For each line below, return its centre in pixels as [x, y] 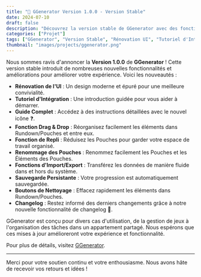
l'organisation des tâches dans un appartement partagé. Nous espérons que [100, 227]
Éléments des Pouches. [44, 158]
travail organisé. [35, 146]
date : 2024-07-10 [28, 17]
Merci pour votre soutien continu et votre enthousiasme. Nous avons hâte [97, 262]
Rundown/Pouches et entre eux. [54, 133]
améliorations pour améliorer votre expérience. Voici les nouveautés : [92, 75]
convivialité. [30, 93]
